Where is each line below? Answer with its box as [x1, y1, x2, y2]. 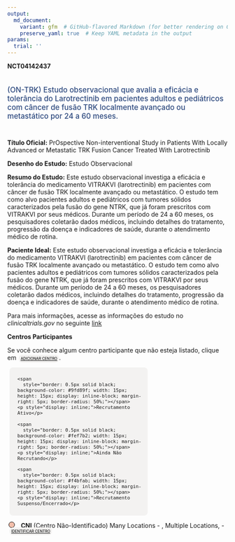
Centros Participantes [7, 332, 73, 341]
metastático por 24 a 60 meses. [7, 111, 119, 121]
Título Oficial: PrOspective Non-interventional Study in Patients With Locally [7, 138, 228, 147]
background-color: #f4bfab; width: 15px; [17, 478, 128, 485]
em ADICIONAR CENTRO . [7, 353, 62, 362]
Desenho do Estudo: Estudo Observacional [7, 159, 133, 168]
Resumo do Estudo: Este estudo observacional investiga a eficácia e [7, 173, 206, 181]
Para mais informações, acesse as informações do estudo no [7, 311, 184, 320]
